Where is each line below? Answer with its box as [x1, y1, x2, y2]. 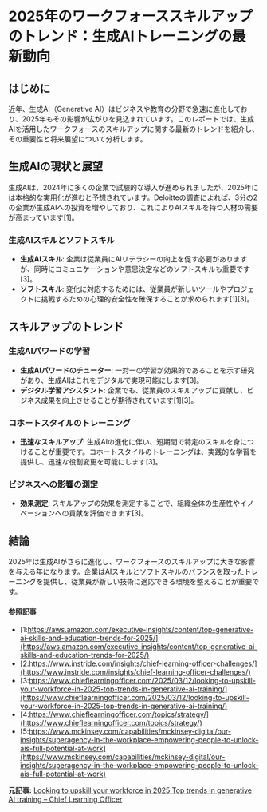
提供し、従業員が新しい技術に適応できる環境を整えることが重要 [42, 577, 253, 587]
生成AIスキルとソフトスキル [8, 234, 116, 245]
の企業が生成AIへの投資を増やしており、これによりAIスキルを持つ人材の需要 [8, 202, 259, 212]
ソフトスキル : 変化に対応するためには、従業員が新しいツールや [19, 285, 227, 294]
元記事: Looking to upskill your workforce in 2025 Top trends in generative [8, 786, 253, 795]
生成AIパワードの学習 [8, 345, 91, 356]
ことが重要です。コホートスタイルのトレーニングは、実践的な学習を [33, 447, 257, 456]
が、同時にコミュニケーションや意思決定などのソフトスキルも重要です [19, 265, 251, 274]
